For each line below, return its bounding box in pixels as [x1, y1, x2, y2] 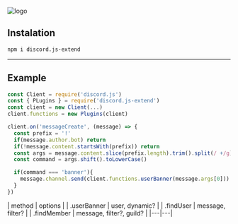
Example [7, 72, 47, 84]
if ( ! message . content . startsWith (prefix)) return [13, 143, 160, 150]
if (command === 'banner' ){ [13, 169, 93, 176]
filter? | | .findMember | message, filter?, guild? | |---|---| [7, 208, 173, 217]
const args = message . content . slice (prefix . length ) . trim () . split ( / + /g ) [13, 149, 233, 157]
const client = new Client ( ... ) [7, 104, 103, 111]
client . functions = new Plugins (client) [7, 110, 129, 118]
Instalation [7, 27, 55, 39]
